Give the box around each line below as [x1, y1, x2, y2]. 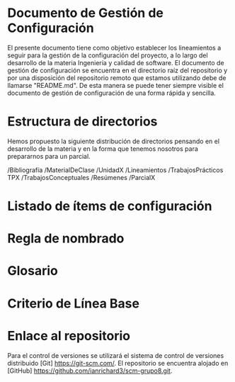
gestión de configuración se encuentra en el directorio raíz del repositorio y [7, 66, 228, 74]
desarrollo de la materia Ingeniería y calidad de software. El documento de [7, 58, 224, 67]
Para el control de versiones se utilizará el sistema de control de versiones [7, 351, 224, 359]
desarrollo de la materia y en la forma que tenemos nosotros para [7, 144, 198, 153]
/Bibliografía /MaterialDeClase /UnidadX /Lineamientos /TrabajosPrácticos [7, 165, 224, 174]
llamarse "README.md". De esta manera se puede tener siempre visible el [7, 81, 224, 89]
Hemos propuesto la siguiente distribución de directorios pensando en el [7, 137, 220, 145]
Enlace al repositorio [7, 327, 131, 344]
